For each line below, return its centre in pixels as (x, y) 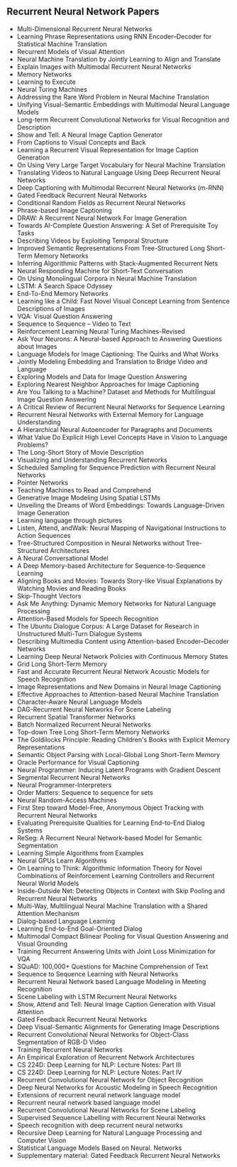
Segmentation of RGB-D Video (62, 1042)
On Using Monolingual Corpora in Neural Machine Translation (107, 278)
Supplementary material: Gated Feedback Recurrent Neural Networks (118, 1155)
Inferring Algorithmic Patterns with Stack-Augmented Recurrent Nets (117, 263)
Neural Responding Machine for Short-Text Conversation (100, 270)
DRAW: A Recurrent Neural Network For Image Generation (102, 218)
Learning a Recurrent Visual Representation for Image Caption (108, 149)
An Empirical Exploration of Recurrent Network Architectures (106, 1057)
